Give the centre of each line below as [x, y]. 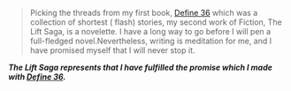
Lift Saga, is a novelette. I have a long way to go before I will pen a [150, 31]
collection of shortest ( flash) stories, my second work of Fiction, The [156, 22]
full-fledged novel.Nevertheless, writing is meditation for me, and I [151, 41]
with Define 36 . [37, 77]
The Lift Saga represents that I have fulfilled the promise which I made [141, 67]
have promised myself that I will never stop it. [112, 50]
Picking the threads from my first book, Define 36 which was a [144, 13]
